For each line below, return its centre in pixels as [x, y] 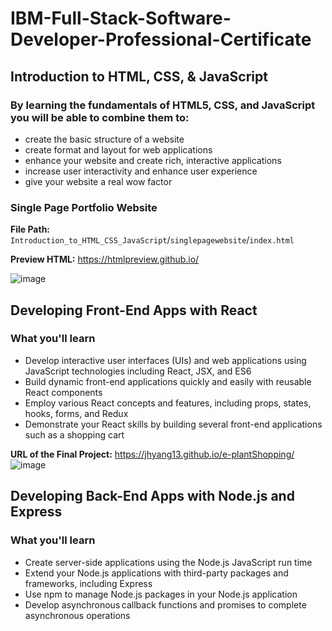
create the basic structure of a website [104, 139]
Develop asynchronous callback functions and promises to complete [165, 604]
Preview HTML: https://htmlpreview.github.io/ [105, 259]
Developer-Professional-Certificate [161, 39]
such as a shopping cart [74, 434]
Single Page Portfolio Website [84, 207]
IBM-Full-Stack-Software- [121, 18]
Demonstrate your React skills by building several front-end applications [173, 424]
